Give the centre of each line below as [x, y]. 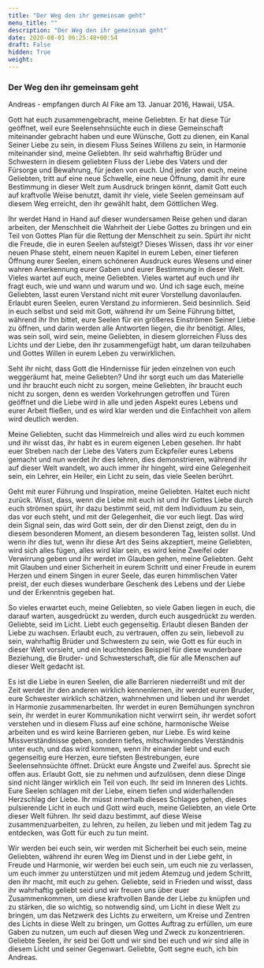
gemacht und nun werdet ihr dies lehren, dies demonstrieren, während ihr [128, 460]
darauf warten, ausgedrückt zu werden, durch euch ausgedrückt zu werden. [132, 616]
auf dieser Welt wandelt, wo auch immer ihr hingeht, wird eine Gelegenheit [129, 468]
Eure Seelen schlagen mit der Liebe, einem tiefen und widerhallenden [121, 791]
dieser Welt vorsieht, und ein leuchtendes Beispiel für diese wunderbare [125, 650]
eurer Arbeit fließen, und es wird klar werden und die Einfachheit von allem [130, 411]
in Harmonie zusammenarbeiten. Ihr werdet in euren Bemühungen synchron [131, 707]
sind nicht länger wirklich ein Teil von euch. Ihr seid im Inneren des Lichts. [128, 782]
